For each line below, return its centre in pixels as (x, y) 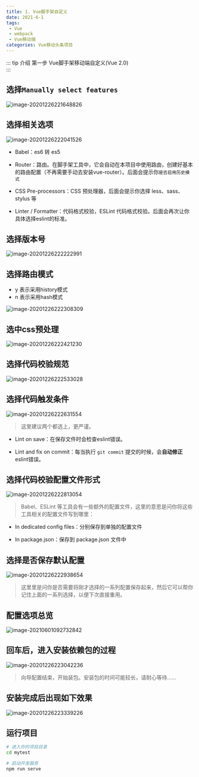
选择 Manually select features (62, 90)
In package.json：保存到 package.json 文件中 (71, 539)
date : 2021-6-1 (25, 17)
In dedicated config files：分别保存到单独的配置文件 (78, 527)
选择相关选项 (30, 125)
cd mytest (18, 753)
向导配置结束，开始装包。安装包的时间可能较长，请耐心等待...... (98, 677)
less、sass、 (167, 191)
